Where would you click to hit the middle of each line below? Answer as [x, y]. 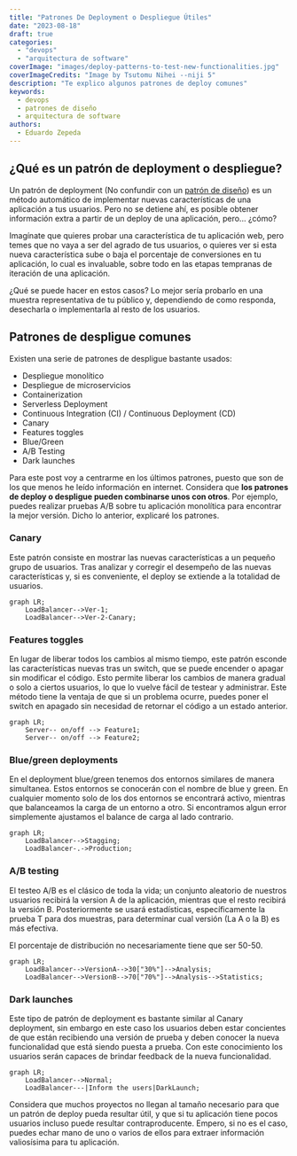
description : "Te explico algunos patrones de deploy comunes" [129, 83]
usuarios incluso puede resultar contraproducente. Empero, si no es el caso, [148, 1123]
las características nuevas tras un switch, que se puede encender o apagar [147, 668]
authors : [25, 125]
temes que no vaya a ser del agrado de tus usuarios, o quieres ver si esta [143, 245]
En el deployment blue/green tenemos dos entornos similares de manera [142, 779]
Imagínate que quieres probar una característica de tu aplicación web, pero [147, 235]
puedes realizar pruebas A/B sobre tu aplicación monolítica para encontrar [145, 505]
